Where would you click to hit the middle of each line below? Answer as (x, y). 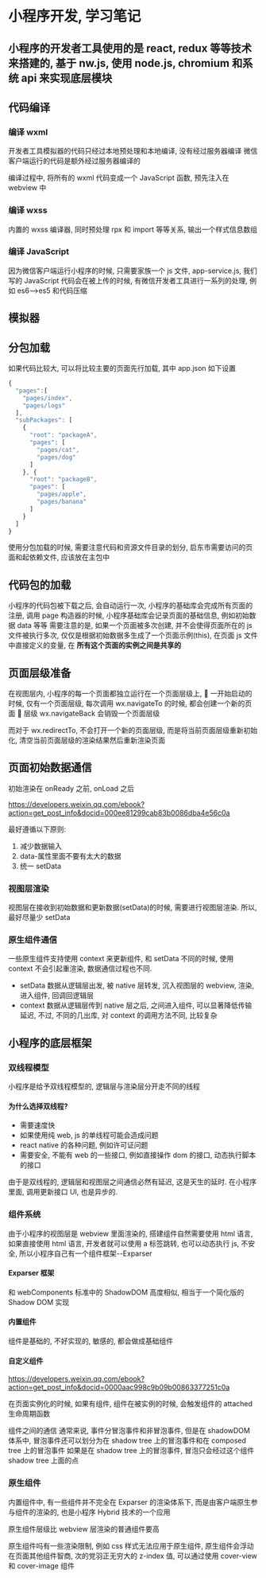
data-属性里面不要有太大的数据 (70, 855)
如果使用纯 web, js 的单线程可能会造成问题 (89, 1136)
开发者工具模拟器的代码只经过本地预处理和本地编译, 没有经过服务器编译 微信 (133, 151)
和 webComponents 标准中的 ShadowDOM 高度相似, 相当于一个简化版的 (126, 1292)
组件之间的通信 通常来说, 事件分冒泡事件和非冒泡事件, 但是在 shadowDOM (129, 1431)
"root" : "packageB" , (63, 479)
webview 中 (27, 188)
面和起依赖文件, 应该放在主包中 (59, 557)
